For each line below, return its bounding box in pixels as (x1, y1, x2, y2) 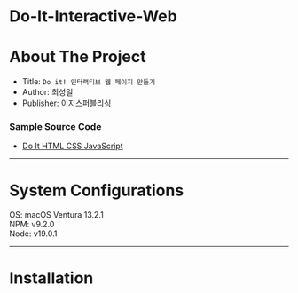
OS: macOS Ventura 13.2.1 (9, 210, 104, 220)
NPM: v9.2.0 (9, 219, 55, 230)
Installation (9, 268, 94, 288)
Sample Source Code (9, 121, 102, 133)
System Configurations (9, 180, 184, 201)
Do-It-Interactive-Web (9, 6, 177, 27)
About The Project (9, 47, 146, 67)
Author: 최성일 (21, 87, 74, 98)
